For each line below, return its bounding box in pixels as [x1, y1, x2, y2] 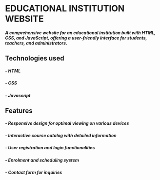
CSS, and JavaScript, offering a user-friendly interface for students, [5, 35, 147, 40]
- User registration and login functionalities [5, 145, 95, 151]
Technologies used [5, 54, 64, 62]
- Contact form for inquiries [5, 169, 62, 175]
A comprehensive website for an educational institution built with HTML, [5, 30, 156, 36]
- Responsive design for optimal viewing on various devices [5, 120, 129, 126]
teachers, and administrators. [5, 40, 67, 46]
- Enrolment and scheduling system [5, 157, 80, 163]
